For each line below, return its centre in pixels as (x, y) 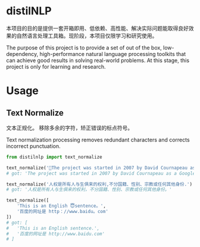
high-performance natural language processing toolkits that (113, 54)
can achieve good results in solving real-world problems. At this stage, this (98, 60)
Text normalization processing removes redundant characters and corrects (98, 140)
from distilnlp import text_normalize (54, 157)
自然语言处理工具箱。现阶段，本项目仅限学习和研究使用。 (87, 35)
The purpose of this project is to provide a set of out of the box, (84, 47)
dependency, (22, 54)
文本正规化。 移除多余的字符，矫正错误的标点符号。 (69, 128)
